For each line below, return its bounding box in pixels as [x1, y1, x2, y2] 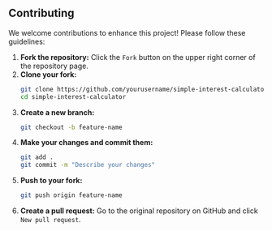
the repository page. [19, 61, 89, 71]
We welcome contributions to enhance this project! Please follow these [8, 28, 246, 37]
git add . [19, 153, 54, 161]
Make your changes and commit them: [19, 138, 153, 148]
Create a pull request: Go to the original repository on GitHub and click [19, 206, 258, 216]
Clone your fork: [19, 69, 77, 79]
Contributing [8, 6, 75, 20]
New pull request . [19, 215, 81, 225]
